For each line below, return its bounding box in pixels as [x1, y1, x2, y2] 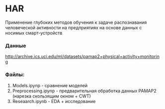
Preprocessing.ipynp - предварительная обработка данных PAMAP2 [12, 88, 157, 94]
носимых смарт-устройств [5, 30, 63, 36]
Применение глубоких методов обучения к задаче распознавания [5, 19, 147, 25]
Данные [5, 42, 26, 49]
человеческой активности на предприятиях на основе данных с [5, 24, 142, 30]
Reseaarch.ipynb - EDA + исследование [12, 98, 96, 104]
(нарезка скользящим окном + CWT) [12, 93, 91, 99]
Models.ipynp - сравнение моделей [12, 82, 88, 88]
